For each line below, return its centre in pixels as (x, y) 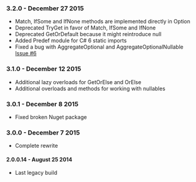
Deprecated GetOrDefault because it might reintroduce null (88, 34)
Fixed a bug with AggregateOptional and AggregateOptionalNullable (99, 47)
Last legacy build (36, 173)
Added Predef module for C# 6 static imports (71, 41)
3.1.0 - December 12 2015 (44, 69)
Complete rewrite (36, 146)
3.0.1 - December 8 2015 (42, 104)
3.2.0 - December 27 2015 (45, 8)
